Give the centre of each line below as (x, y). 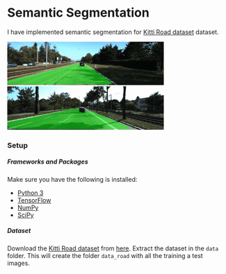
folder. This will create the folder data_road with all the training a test (105, 255)
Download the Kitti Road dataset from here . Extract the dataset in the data (113, 248)
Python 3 (30, 193)
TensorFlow (34, 200)
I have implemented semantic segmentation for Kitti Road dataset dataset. (113, 32)
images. (18, 263)
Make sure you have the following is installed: (72, 179)
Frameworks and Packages (48, 162)
